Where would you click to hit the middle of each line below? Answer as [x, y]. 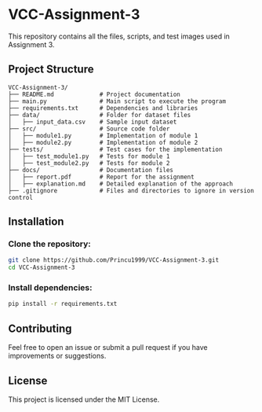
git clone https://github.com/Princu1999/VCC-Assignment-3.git [114, 260]
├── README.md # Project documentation [94, 94]
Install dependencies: [50, 288]
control [21, 197]
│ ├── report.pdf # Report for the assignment [101, 177]
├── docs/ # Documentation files [91, 170]
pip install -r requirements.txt [63, 304]
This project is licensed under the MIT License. [84, 399]
